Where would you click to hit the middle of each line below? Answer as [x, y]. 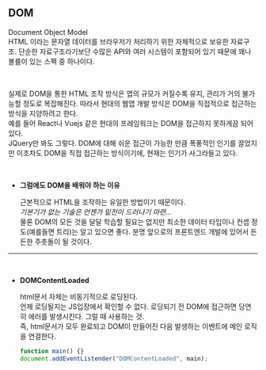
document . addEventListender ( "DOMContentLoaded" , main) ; [114, 359]
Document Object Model [48, 32]
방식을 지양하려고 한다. [43, 113]
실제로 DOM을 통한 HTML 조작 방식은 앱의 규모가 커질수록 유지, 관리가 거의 [124, 93]
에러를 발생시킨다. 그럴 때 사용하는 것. [86, 316]
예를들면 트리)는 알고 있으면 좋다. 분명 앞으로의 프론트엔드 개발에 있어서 [139, 231]
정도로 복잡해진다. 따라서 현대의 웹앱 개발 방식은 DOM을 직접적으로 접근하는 [140, 103]
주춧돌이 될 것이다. [63, 242]
